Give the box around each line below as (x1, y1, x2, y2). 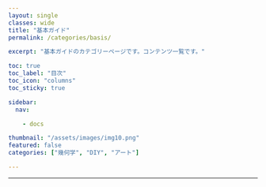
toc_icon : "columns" (8, 77, 77, 84)
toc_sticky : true (8, 84, 66, 92)
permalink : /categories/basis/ (8, 33, 112, 42)
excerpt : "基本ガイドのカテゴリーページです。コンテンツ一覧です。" (8, 48, 206, 56)
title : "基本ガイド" (8, 26, 70, 34)
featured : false (8, 141, 62, 150)
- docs (22, 120, 44, 128)
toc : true (8, 62, 41, 70)
